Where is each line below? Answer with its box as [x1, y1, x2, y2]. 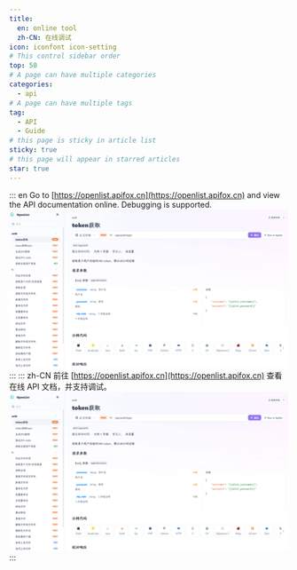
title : [9, 14, 34, 23]
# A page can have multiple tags [9, 99, 133, 107]
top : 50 [9, 61, 38, 70]
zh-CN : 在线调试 [17, 33, 73, 42]
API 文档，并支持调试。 [26, 382, 113, 392]
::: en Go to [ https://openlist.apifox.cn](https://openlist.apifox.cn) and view [9, 189, 281, 200]
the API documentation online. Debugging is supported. [9, 199, 213, 210]
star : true [9, 164, 50, 173]
